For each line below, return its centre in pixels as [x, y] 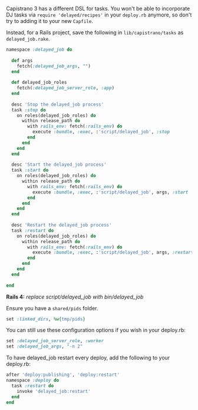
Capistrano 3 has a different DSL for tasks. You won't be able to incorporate [98, 9]
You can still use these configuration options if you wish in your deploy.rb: [96, 330]
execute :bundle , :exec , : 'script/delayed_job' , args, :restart [113, 252]
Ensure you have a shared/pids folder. [52, 308]
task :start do [30, 170]
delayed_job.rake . [28, 39]
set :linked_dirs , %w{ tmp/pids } [46, 319]
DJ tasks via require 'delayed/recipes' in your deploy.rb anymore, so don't [99, 15]
